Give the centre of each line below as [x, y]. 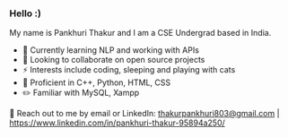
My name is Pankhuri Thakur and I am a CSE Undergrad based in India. [140, 33]
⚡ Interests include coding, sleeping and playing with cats [129, 70]
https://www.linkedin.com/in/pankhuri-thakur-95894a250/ [118, 123]
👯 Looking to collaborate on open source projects [113, 60]
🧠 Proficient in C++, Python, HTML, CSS [96, 82]
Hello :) [26, 13]
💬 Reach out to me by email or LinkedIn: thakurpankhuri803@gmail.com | [144, 114]
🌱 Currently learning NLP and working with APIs [111, 50]
